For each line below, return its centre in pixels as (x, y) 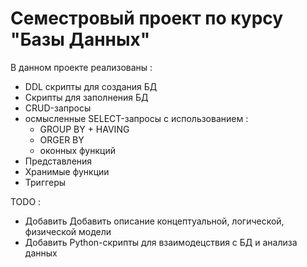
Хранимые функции (67, 171)
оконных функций (77, 150)
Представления (58, 161)
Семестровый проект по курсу (147, 18)
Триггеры (45, 182)
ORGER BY (62, 139)
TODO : (26, 201)
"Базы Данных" (80, 39)
